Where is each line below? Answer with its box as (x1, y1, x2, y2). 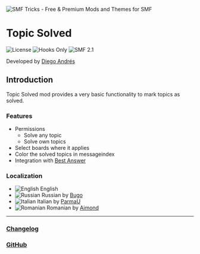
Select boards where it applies (14, 145, 90, 152)
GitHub (6, 241, 27, 249)
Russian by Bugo (41, 192, 83, 199)
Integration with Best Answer (14, 157, 86, 164)
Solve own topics (23, 138, 67, 145)
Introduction (6, 75, 54, 85)
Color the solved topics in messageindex (14, 150, 115, 158)
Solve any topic (23, 131, 62, 139)
